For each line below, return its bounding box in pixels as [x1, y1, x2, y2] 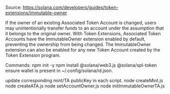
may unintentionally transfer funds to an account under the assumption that [5, 25, 164, 31]
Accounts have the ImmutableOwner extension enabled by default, [5, 36, 146, 42]
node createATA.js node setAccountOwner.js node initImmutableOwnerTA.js [5, 83, 165, 89]
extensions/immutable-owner [5, 10, 67, 16]
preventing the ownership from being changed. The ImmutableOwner [5, 41, 152, 48]
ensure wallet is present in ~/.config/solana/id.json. [5, 67, 113, 74]
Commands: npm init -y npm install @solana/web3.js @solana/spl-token [5, 62, 157, 68]
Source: [5, 5, 22, 10]
